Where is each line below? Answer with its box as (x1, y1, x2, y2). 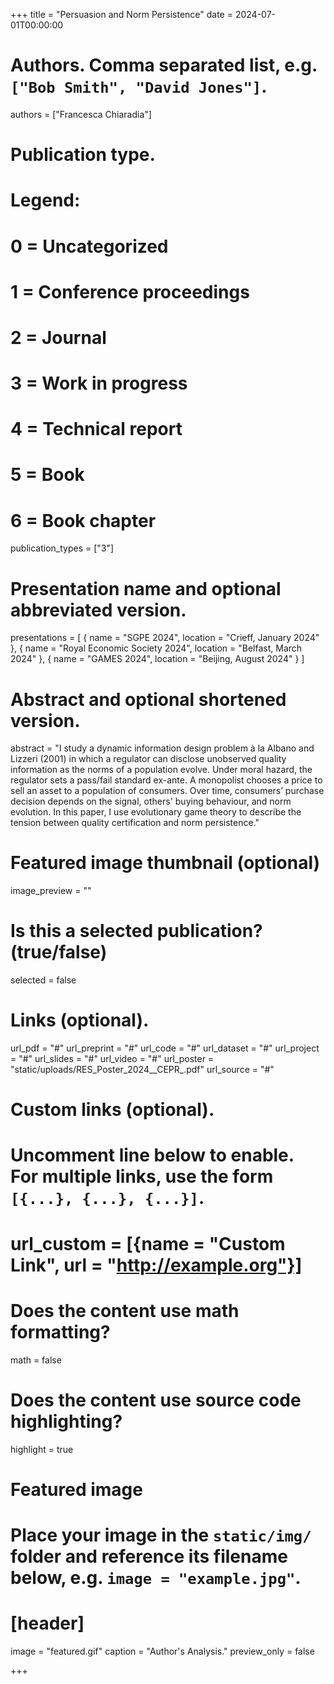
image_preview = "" (10, 885, 92, 897)
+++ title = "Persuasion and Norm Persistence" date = (10, 9, 233, 20)
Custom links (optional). (10, 1099, 215, 1121)
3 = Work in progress (10, 372, 188, 395)
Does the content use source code (10, 1389, 302, 1411)
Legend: (10, 189, 81, 212)
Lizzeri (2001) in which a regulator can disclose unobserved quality (10, 753, 287, 765)
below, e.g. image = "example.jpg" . (10, 1566, 302, 1589)
